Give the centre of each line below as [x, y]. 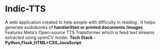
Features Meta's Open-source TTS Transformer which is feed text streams [80, 32]
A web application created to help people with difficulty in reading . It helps [80, 22]
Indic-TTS [26, 9]
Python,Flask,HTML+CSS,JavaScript [43, 42]
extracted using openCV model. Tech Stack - [50, 37]
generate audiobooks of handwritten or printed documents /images [74, 27]
